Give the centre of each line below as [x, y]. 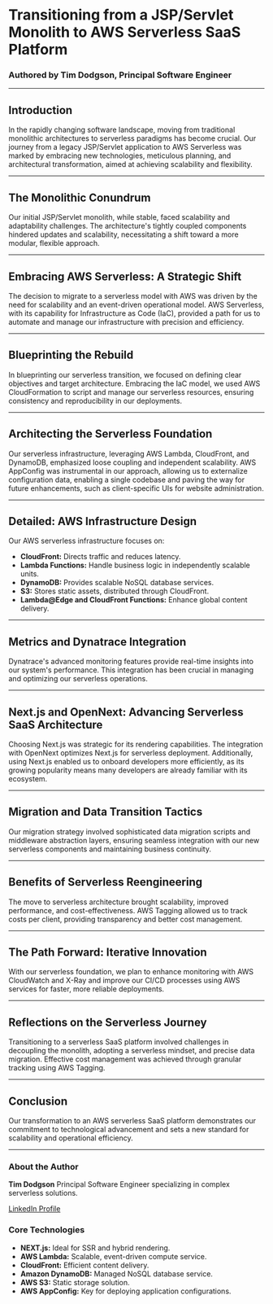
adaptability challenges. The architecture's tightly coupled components [128, 226]
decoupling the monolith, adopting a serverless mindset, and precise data [132, 1051]
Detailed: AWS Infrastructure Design [103, 521]
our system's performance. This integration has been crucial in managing [131, 670]
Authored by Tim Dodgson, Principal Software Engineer [120, 75]
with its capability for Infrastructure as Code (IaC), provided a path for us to [134, 313]
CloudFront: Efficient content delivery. [84, 1265]
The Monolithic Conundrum [80, 197]
